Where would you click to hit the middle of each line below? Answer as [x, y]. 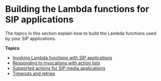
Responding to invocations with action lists [56, 63]
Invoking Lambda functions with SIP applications [62, 57]
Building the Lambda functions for [77, 9]
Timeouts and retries [34, 73]
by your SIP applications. [31, 39]
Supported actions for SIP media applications [59, 68]
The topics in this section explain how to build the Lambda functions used [81, 33]
